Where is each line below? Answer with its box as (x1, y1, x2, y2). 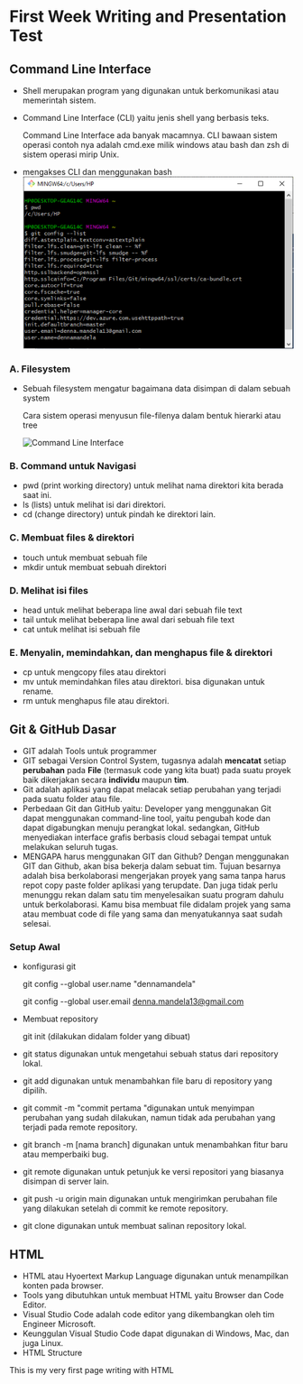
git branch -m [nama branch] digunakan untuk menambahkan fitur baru (22, 1139, 289, 1150)
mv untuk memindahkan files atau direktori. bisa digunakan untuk (22, 677, 265, 687)
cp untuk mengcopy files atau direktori (22, 667, 167, 678)
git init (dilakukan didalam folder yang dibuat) (22, 1031, 191, 1042)
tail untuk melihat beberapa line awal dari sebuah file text (22, 614, 235, 624)
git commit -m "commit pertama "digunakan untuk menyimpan (22, 1103, 255, 1113)
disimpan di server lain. (22, 1176, 110, 1187)
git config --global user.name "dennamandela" (22, 979, 197, 990)
